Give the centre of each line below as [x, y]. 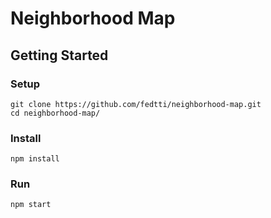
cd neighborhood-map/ [55, 113]
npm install [35, 159]
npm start [31, 205]
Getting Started [59, 55]
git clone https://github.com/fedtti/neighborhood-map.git [136, 104]
